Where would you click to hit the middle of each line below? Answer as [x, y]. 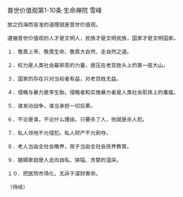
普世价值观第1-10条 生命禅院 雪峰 [55, 10]
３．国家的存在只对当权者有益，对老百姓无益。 [65, 79]
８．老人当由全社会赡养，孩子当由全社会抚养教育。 [70, 147]
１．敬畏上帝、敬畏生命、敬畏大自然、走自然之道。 [70, 52]
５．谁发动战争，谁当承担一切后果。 [52, 106]
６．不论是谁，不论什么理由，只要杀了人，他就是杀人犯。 [78, 119]
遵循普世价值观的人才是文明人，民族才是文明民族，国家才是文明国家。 [93, 38]
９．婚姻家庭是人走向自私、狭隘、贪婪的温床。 [65, 160]
